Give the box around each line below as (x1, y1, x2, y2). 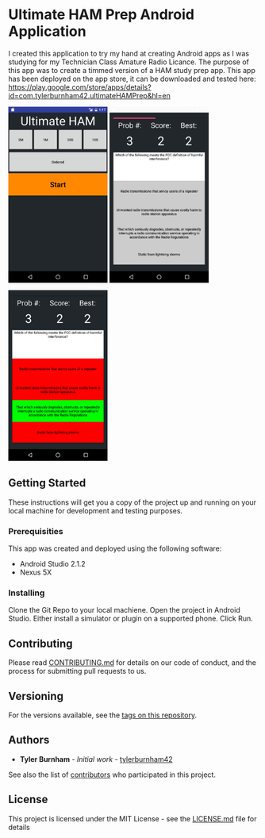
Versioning (8, 689, 63, 703)
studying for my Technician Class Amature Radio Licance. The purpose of (8, 57, 250, 67)
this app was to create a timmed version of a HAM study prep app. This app (8, 65, 256, 75)
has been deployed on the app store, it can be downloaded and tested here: (8, 74, 256, 83)
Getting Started (8, 476, 86, 490)
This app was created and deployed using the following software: (8, 544, 222, 553)
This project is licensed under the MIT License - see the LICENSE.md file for (8, 813, 257, 823)
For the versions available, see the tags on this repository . (8, 710, 197, 720)
